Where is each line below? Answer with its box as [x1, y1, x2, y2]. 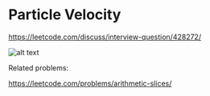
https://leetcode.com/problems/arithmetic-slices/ [8, 78, 172, 88]
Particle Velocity [8, 6, 121, 24]
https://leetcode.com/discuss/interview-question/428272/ [8, 32, 202, 42]
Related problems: [8, 62, 69, 73]
